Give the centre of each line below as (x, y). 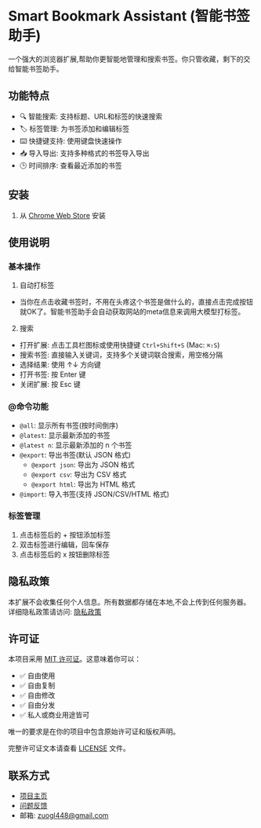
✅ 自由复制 (37, 686)
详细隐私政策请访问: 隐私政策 (55, 611)
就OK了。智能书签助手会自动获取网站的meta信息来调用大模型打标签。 (132, 312)
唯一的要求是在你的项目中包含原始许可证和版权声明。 (94, 731)
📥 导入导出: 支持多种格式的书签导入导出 (85, 153)
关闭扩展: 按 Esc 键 (50, 385)
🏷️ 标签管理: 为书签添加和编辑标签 (74, 128)
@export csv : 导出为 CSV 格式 (79, 474)
